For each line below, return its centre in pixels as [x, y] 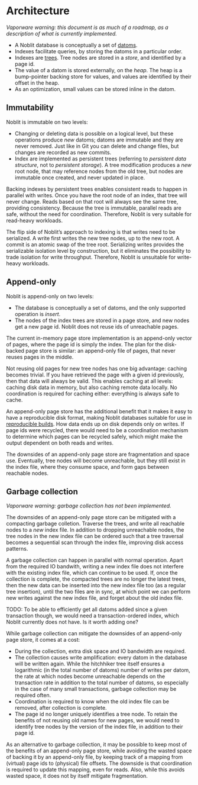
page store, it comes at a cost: [43, 640]
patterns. [17, 549]
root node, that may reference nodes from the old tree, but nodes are [99, 171]
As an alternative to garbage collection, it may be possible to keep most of [97, 745]
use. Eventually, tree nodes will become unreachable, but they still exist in [96, 461]
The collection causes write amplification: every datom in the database [101, 658]
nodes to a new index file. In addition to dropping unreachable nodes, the [95, 530]
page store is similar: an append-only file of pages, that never [101, 350]
